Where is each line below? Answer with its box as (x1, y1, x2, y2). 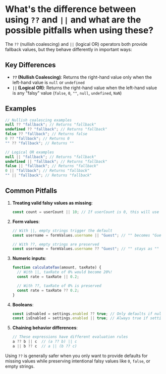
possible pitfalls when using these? (5, 25, 154, 36)
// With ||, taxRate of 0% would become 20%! (17, 270, 112, 275)
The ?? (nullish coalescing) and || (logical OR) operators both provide (5, 41, 148, 47)
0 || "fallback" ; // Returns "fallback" (5, 168, 90, 173)
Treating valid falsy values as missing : (12, 200, 93, 206)
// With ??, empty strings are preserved (12, 242, 99, 247)
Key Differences (5, 61, 56, 69)
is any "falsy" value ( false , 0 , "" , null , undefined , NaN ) (12, 90, 122, 96)
